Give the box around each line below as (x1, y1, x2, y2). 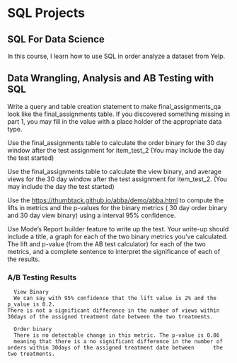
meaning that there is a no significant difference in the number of (13, 338, 223, 345)
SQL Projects (7, 5, 86, 21)
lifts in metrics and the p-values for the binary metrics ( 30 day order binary (7, 203, 228, 212)
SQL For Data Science (7, 33, 105, 45)
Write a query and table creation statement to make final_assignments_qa (7, 102, 221, 110)
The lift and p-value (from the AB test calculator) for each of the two (7, 239, 207, 248)
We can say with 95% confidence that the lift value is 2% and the (13, 295, 217, 302)
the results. (7, 255, 40, 263)
